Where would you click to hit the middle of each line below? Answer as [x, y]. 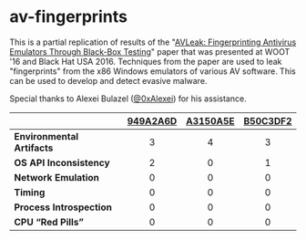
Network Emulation [57, 177]
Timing [30, 192]
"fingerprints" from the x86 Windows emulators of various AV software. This [153, 71]
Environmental [46, 136]
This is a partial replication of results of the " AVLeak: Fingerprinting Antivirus [153, 42]
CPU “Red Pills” [49, 222]
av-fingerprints [68, 17]
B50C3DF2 [268, 120]
